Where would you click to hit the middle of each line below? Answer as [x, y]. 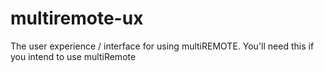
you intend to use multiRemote [73, 56]
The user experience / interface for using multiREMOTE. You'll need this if [162, 46]
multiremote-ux [77, 18]
